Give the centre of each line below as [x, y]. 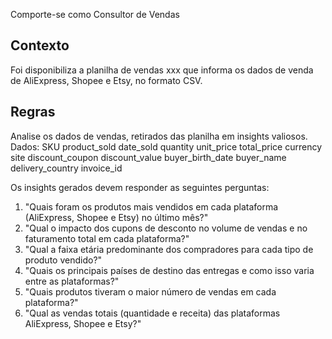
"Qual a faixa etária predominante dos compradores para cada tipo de [169, 249]
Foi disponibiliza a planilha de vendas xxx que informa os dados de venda [162, 70]
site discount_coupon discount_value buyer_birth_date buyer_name [148, 157]
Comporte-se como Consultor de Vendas [95, 14]
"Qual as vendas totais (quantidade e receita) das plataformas [152, 313]
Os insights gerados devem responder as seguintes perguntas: [140, 187]
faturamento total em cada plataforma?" [107, 238]
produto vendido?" [63, 260]
